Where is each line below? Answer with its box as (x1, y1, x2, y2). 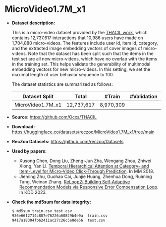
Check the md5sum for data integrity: (11, 199, 91, 205)
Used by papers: (11, 148, 47, 154)
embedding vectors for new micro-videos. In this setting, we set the (11, 66, 151, 72)
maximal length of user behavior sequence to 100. (11, 71, 114, 77)
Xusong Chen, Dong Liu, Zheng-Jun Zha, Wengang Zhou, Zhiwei (19, 158, 152, 164)
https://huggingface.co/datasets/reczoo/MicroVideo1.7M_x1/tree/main (11, 129, 155, 135)
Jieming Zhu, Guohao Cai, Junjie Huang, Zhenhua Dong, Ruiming (19, 173, 152, 179)
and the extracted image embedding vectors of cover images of (11, 45, 142, 51)
